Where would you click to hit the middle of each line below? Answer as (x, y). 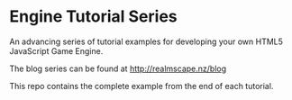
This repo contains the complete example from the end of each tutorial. (141, 86)
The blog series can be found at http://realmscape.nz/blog (118, 68)
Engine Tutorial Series (93, 17)
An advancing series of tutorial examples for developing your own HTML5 (146, 41)
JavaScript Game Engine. (56, 50)
